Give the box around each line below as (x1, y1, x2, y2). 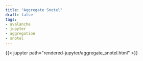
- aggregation (5, 31, 36, 36)
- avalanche (5, 21, 31, 27)
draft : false (5, 12, 33, 17)
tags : (5, 17, 17, 22)
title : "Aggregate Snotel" (5, 7, 63, 13)
